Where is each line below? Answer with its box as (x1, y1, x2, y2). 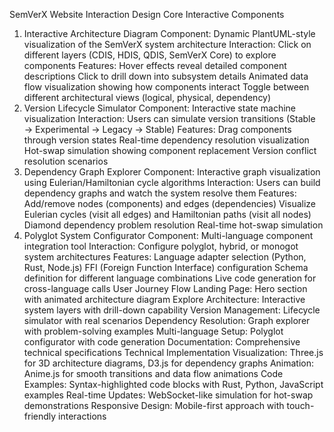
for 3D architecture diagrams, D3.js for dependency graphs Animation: (23, 357, 315, 369)
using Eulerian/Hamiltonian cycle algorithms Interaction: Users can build (23, 177, 321, 188)
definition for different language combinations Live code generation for (23, 272, 317, 284)
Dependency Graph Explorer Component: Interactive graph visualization (23, 166, 321, 178)
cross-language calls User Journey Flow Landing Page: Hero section (23, 283, 308, 294)
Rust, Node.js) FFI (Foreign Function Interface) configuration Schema (23, 262, 309, 273)
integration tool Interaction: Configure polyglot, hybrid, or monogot (23, 240, 299, 252)
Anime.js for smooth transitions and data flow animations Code (23, 368, 284, 379)
